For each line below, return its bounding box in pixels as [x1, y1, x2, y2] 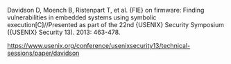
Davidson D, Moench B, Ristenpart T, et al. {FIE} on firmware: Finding [7, 6, 205, 14]
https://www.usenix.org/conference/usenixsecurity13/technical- [7, 42, 191, 49]
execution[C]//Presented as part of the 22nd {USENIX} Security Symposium [7, 21, 224, 29]
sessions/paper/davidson [7, 49, 80, 57]
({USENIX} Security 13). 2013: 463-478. [7, 28, 121, 36]
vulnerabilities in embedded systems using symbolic [7, 13, 157, 22]
